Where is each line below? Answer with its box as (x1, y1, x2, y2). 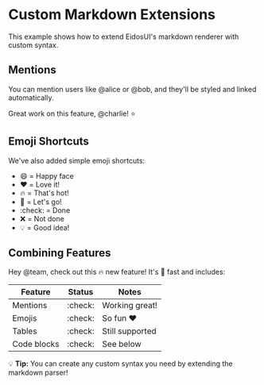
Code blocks (12, 339, 60, 350)
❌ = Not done (19, 214, 65, 223)
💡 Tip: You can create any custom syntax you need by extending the (8, 359, 233, 368)
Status (68, 287, 94, 298)
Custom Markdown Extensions (8, 6, 216, 24)
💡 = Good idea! (19, 222, 70, 232)
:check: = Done (19, 205, 71, 215)
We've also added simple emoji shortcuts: (8, 156, 146, 165)
